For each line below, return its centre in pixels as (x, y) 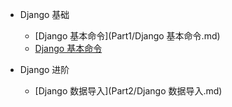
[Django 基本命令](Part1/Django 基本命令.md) (127, 36)
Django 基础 (44, 14)
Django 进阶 (44, 69)
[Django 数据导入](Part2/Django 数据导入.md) (128, 91)
